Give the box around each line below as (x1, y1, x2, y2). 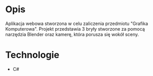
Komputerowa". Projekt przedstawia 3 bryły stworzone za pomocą (5, 26, 145, 32)
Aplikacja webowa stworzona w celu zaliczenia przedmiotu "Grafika (5, 20, 148, 27)
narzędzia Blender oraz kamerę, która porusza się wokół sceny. (5, 31, 139, 37)
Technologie (5, 49, 60, 61)
